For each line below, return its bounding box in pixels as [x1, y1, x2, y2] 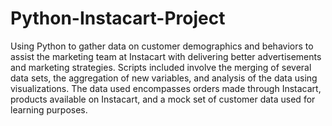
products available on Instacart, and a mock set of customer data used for [10, 93, 316, 105]
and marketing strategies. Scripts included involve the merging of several [10, 61, 312, 73]
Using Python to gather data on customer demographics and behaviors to [10, 40, 314, 52]
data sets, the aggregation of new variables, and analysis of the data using [10, 72, 318, 84]
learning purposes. [10, 103, 88, 116]
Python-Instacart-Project [10, 7, 226, 30]
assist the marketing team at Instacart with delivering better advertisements [10, 50, 322, 62]
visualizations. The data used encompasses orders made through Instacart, [10, 82, 322, 94]
